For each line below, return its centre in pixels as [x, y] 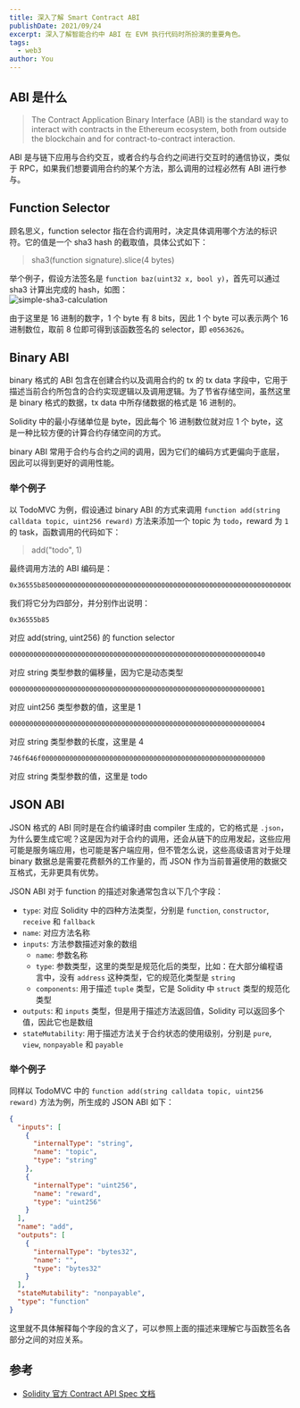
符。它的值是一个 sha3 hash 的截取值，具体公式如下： [108, 241]
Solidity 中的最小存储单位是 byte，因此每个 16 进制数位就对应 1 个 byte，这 [146, 422]
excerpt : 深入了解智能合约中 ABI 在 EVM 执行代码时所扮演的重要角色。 [127, 34]
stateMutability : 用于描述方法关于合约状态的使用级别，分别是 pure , [147, 1033]
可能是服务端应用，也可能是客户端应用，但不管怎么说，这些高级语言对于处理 [150, 849]
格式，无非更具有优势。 [60, 872]
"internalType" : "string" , [83, 1144]
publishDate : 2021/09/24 [55, 26]
